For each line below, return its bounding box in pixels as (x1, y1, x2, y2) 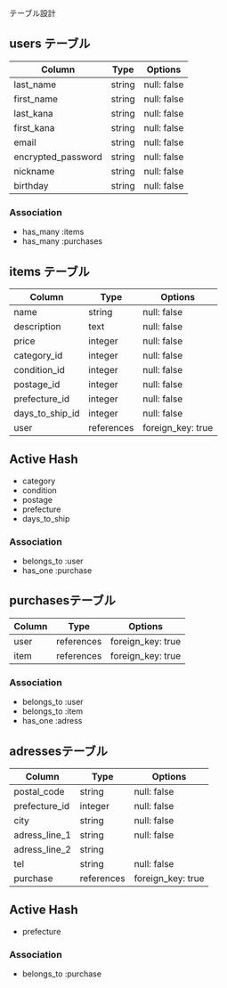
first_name (13, 93, 59, 105)
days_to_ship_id (13, 407, 80, 419)
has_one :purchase (21, 565, 93, 576)
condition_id (13, 363, 65, 376)
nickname (13, 165, 55, 177)
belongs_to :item (21, 706, 84, 717)
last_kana (13, 107, 53, 119)
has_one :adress (21, 716, 83, 726)
